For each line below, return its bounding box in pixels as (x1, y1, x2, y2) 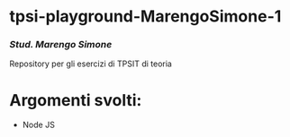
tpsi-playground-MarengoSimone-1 (9, 6, 282, 27)
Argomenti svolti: (9, 90, 142, 110)
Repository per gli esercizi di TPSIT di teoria (9, 58, 173, 69)
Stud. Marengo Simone (9, 39, 113, 51)
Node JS (22, 119, 56, 131)
